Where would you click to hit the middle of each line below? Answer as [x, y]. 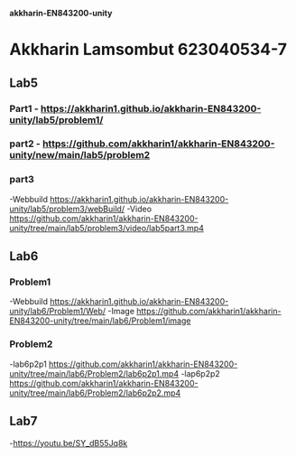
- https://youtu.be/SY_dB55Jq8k [69, 443]
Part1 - [24, 108]
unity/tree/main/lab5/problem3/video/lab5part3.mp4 [107, 228]
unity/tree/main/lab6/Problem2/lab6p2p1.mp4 [94, 373]
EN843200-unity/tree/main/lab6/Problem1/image [100, 321]
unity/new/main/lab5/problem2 [80, 155]
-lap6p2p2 [200, 373]
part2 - [25, 144]
